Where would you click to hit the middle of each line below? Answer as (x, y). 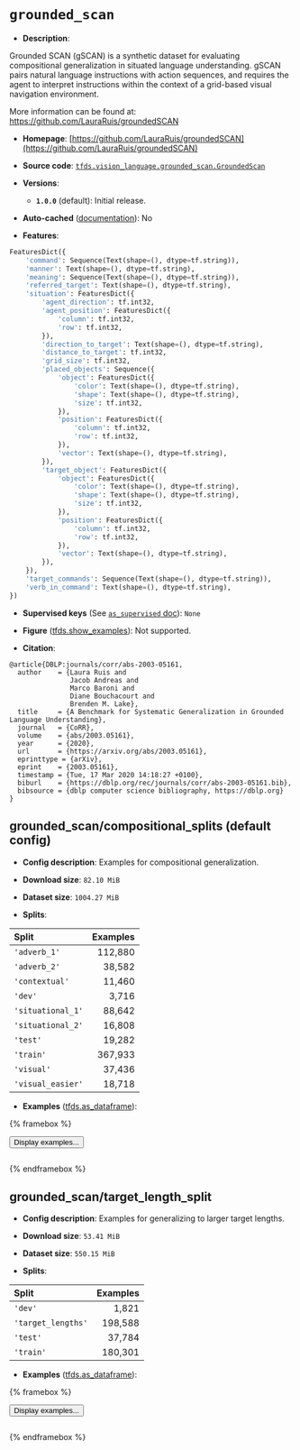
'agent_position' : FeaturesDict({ (106, 311)
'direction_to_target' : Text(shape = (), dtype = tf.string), (153, 344)
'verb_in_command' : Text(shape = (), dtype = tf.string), (128, 587)
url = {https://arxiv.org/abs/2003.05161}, (112, 751)
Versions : (41, 183)
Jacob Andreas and (105, 680)
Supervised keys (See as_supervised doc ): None (111, 613)
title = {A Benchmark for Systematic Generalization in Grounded (150, 711)
